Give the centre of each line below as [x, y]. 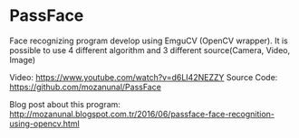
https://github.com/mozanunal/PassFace [85, 87]
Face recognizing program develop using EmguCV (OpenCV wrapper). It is [149, 41]
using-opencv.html [44, 124]
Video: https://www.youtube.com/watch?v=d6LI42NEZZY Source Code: [144, 77]
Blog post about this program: [65, 104]
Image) [23, 60]
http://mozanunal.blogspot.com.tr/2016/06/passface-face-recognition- [142, 114]
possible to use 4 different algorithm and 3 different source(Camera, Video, [150, 50]
